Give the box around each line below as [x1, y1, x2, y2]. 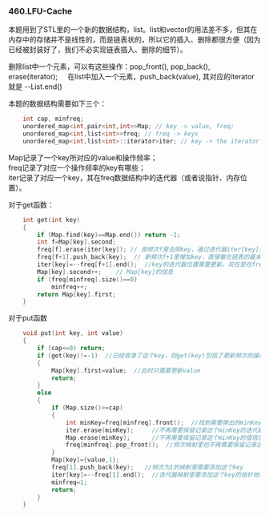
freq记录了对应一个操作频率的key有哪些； [8, 163, 147, 172]
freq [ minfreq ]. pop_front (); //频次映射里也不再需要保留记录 [65, 441, 257, 449]
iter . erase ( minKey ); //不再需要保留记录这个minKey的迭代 [65, 426, 259, 434]
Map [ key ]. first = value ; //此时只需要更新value [50, 366, 201, 374]
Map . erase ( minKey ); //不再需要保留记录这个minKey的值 [65, 433, 252, 441]
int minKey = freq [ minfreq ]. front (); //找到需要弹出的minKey [65, 418, 262, 426]
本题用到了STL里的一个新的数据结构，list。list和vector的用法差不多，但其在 [8, 25, 258, 34]
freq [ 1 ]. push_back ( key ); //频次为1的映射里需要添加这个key [50, 463, 244, 472]
